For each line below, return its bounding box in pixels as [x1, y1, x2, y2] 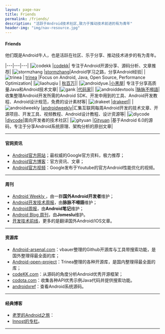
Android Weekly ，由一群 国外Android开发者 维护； [12, 193, 114, 199]
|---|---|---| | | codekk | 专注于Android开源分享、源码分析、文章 [5, 63, 152, 69]
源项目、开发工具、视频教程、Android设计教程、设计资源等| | [5, 111, 129, 117]
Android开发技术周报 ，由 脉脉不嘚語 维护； [12, 199, 97, 205]
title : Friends [5, 12, 36, 17]
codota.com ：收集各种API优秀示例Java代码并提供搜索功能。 [12, 277, 135, 283]
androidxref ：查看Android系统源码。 [12, 283, 86, 289]
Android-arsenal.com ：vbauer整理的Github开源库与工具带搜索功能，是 [12, 246, 156, 252]
